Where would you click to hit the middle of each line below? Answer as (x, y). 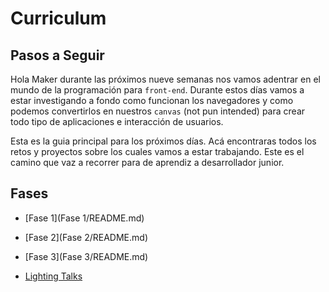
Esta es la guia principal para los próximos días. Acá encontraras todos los (163, 141)
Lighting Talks (53, 276)
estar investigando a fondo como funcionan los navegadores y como (152, 100)
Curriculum (58, 18)
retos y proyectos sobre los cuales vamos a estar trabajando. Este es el (157, 151)
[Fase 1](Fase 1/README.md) (84, 218)
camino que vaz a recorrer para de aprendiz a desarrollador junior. (147, 162)
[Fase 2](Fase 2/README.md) (86, 237)
